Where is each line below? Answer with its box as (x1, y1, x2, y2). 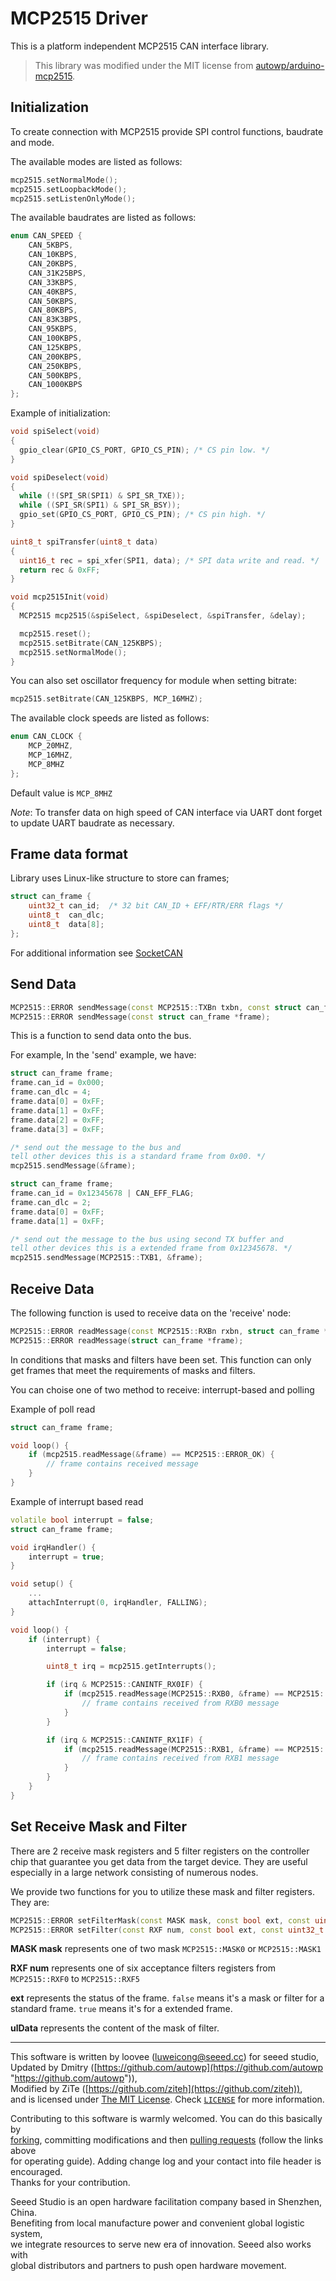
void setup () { (10, 1579, 74, 1589)
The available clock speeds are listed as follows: (10, 712, 210, 724)
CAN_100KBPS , (28, 333, 83, 343)
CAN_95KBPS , (28, 324, 78, 334)
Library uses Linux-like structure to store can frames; (10, 872, 230, 884)
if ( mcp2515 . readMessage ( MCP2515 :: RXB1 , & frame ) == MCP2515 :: (63, 1744, 329, 1754)
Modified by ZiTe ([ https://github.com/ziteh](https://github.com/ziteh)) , (10, 2083, 303, 2095)
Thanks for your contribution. (10, 2177, 131, 2189)
